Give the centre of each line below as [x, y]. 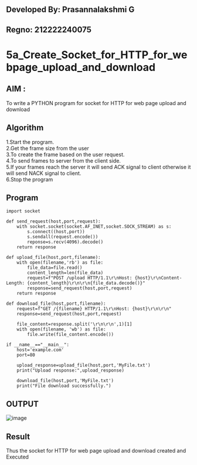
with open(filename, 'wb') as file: [62, 329]
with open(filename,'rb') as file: [60, 263]
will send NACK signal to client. [44, 173]
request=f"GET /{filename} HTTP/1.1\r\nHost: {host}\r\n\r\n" [94, 309]
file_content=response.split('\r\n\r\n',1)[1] [74, 324]
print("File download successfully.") [64, 386]
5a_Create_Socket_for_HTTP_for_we [97, 55]
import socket [23, 211]
